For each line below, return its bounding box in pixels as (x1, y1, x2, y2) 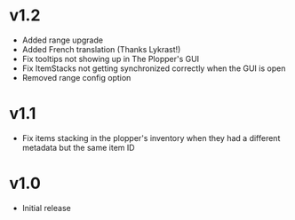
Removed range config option (21, 72, 132, 82)
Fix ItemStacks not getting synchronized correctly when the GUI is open (21, 63, 286, 74)
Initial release (21, 202, 71, 213)
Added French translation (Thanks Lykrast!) (21, 43, 181, 54)
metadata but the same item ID (21, 142, 135, 153)
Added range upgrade (21, 35, 104, 45)
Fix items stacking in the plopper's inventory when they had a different (21, 132, 281, 143)
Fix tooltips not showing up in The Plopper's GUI (21, 53, 200, 64)
